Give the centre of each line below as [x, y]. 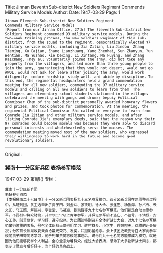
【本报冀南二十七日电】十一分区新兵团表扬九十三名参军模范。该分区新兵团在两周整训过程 [81, 200]
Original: [14, 154]
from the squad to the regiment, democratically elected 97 [89, 42]
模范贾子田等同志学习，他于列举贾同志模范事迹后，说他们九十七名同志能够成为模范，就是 [81, 236]
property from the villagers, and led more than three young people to [79, 64]
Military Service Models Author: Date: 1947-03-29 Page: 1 [63, 12]
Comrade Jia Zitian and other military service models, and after [73, 115]
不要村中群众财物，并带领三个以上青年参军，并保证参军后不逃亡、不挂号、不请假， [82, 215]
